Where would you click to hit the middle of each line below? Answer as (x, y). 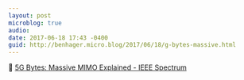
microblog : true (35, 23)
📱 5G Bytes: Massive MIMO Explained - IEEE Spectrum (97, 67)
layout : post (30, 15)
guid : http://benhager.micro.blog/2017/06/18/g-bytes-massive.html (122, 45)
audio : (19, 30)
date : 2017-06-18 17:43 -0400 (58, 38)
